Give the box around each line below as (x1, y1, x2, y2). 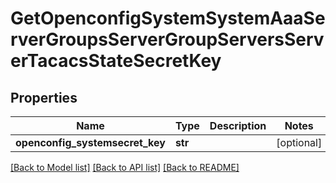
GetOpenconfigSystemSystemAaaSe (10, 7, 326, 30)
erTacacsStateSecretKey (10, 50, 222, 72)
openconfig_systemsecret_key (15, 136, 166, 149)
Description (209, 119, 267, 132)
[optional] (276, 136, 323, 149)
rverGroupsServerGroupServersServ (10, 28, 325, 51)
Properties (10, 89, 78, 106)
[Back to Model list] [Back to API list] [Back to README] (10, 162, 240, 173)
